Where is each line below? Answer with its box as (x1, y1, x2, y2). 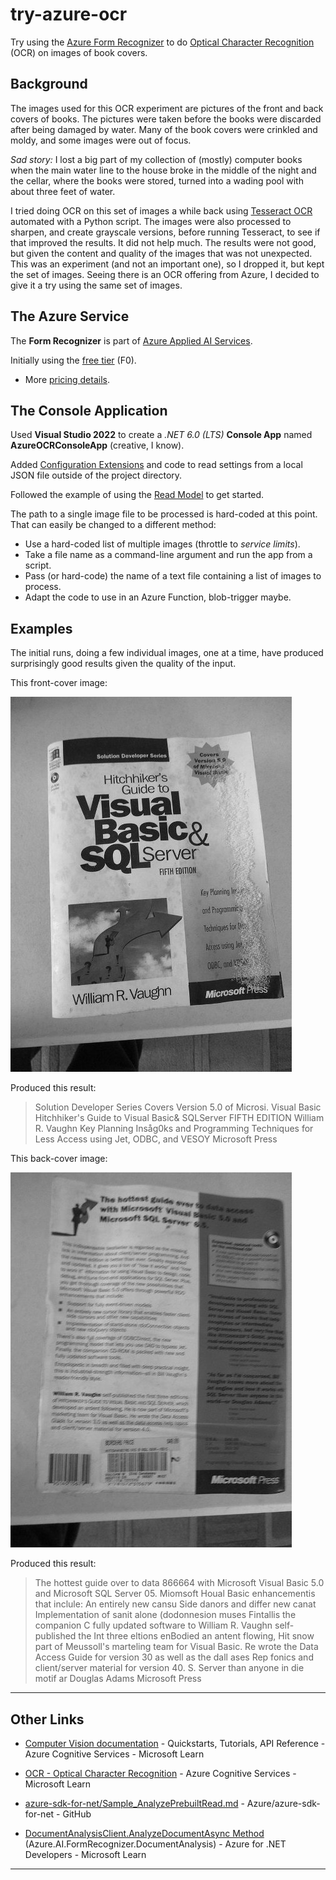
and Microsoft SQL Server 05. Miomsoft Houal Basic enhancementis (34, 1588, 316, 1600)
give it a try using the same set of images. (10, 279, 183, 291)
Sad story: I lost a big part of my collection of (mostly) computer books (10, 153, 303, 165)
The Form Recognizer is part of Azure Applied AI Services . (10, 334, 253, 347)
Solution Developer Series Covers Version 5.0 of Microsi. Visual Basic (34, 1101, 322, 1113)
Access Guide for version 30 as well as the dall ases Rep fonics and (34, 1651, 314, 1663)
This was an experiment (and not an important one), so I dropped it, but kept (10, 258, 325, 270)
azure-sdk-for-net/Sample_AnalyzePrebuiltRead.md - (24, 1798, 245, 1809)
